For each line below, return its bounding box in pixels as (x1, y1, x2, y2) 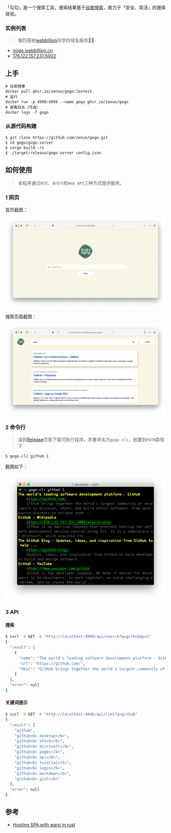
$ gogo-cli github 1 (5, 453, 49, 459)
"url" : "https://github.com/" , (18, 661, 85, 666)
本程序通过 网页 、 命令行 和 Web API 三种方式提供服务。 (17, 180, 125, 186)
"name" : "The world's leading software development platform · (18, 656, 156, 661)
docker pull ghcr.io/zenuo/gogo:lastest (5, 89, 93, 94)
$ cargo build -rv (5, 145, 44, 150)
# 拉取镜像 (5, 84, 25, 89)
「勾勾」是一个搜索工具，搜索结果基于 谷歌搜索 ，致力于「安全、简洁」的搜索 (5, 5, 166, 10)
